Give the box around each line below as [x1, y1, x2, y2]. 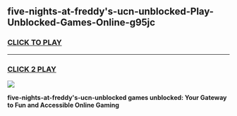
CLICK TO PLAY [7, 38, 62, 48]
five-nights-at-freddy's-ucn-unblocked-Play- [7, 6, 214, 18]
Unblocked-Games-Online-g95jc [7, 17, 156, 29]
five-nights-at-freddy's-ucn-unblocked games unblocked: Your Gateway [7, 93, 227, 101]
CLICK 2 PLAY [7, 64, 56, 74]
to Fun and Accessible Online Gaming [7, 101, 120, 109]
